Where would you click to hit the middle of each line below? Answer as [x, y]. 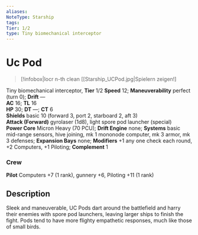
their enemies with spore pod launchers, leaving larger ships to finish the [95, 214]
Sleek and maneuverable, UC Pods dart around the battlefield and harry [93, 208]
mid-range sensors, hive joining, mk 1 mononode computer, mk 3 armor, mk [98, 135]
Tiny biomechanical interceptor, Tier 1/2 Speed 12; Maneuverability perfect [98, 91]
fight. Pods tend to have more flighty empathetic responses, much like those [99, 221]
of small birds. [23, 227]
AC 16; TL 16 [22, 103]
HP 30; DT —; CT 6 [30, 109]
